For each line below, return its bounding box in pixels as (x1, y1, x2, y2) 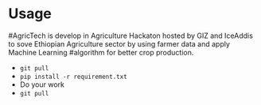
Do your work (19, 80, 65, 89)
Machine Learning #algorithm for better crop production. (8, 47, 194, 57)
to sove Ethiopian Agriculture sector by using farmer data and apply (8, 39, 231, 48)
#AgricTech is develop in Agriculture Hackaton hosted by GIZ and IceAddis (8, 31, 253, 40)
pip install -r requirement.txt (19, 73, 127, 81)
